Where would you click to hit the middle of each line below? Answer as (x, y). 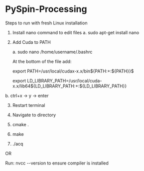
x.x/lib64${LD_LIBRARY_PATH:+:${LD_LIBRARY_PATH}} (70, 86)
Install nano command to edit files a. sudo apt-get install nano (76, 32)
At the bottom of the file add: (42, 61)
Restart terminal (29, 105)
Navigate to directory (34, 115)
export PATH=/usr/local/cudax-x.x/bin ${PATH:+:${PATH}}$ (73, 71)
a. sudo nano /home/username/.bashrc (52, 52)
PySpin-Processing (46, 9)
